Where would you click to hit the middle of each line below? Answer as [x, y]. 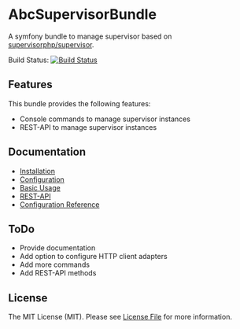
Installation [37, 171]
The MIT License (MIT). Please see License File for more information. [120, 317]
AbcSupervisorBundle [83, 15]
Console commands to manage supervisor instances [105, 119]
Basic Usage [40, 187]
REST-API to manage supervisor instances [88, 127]
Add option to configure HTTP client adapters [93, 257]
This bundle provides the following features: [79, 103]
